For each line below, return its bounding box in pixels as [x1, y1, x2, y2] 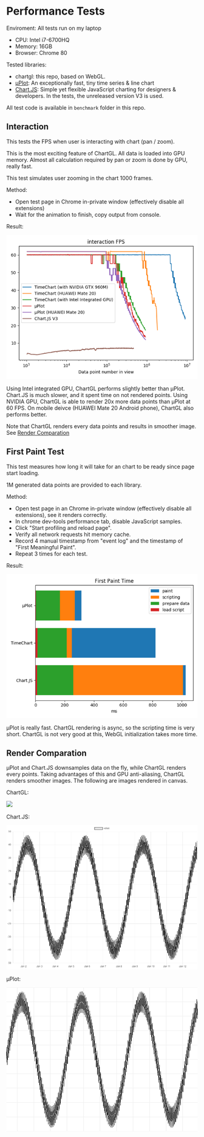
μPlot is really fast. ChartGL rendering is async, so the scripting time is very [6, 723, 195, 731]
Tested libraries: [6, 61, 47, 68]
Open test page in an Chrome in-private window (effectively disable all [15, 504, 192, 512]
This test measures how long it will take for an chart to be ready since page [6, 463, 195, 470]
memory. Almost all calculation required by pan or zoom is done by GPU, [6, 156, 188, 163]
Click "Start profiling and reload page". [15, 524, 112, 531]
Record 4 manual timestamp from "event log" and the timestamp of [15, 537, 183, 544]
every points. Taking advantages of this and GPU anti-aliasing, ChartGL [6, 770, 185, 778]
